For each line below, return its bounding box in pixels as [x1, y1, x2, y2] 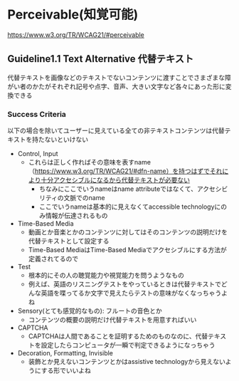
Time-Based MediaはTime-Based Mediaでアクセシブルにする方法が [28, 246, 228, 254]
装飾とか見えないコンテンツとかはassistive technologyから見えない [28, 357, 225, 366]
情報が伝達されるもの [45, 212, 108, 220]
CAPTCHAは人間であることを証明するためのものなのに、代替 [28, 332, 208, 340]
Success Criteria [7, 109, 66, 119]
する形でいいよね [41, 366, 91, 375]
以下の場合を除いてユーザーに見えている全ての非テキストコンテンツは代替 [7, 126, 225, 135]
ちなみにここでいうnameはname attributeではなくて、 [38, 184, 198, 193]
